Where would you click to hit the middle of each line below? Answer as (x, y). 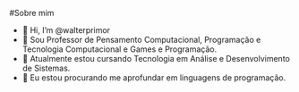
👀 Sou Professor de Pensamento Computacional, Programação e (141, 40)
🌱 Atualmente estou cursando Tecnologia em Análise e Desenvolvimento (156, 59)
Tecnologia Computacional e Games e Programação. (120, 49)
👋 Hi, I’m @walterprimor (66, 30)
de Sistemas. (46, 68)
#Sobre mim (32, 13)
